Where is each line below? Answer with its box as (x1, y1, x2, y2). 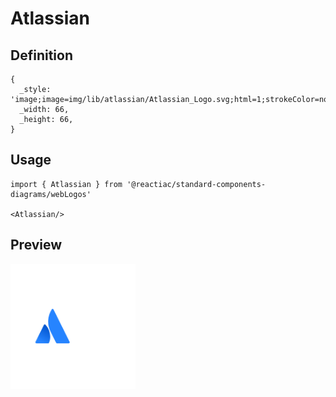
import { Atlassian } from (10, 179, 123, 189)
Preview (10, 237, 63, 254)
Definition (10, 47, 73, 64)
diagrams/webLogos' (10, 189, 92, 199)
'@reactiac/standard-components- (126, 179, 267, 189)
